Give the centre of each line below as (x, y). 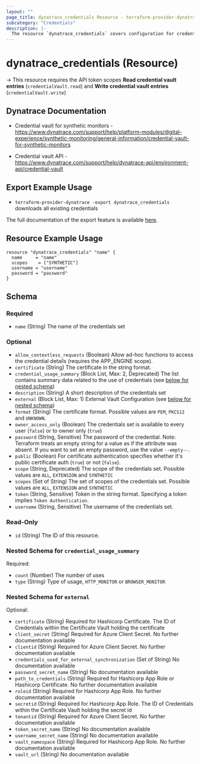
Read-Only (22, 522)
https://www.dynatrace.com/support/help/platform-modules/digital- (98, 132)
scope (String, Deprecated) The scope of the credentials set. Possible (99, 469)
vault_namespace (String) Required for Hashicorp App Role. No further (100, 742)
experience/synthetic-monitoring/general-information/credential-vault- (102, 138)
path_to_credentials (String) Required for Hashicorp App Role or (94, 678)
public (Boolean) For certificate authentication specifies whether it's (99, 456)
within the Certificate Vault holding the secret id (73, 710)
